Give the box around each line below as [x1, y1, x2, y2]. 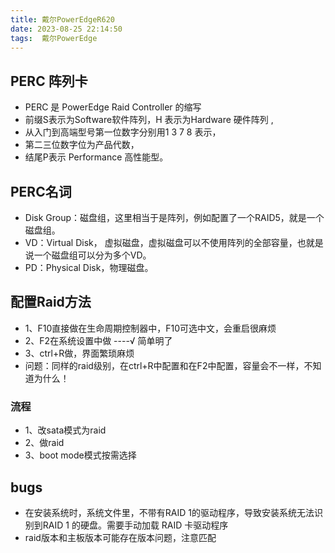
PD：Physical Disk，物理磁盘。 [24, 262, 154, 273]
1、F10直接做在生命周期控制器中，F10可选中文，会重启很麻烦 [24, 322, 277, 334]
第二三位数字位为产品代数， [24, 139, 140, 151]
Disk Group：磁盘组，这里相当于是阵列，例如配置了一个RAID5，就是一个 [24, 212, 325, 223]
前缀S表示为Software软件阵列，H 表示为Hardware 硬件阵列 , [24, 114, 274, 126]
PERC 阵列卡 [10, 72, 88, 90]
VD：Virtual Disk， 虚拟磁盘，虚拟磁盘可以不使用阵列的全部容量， [24, 237, 298, 248]
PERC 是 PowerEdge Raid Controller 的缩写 [24, 101, 202, 113]
